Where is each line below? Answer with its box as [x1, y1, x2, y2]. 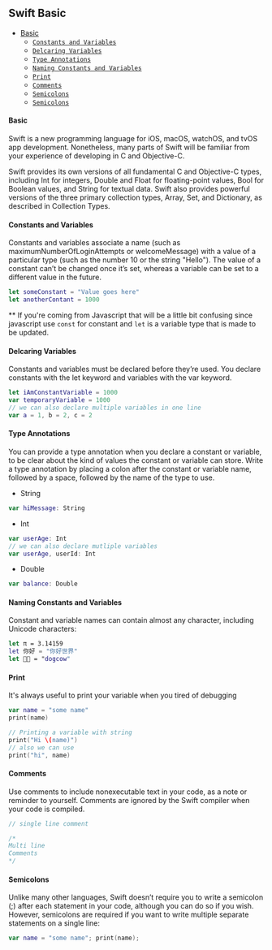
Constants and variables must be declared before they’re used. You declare [8, 365, 261, 374]
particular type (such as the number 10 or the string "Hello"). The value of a [8, 255, 261, 265]
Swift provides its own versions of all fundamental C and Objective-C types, [8, 166, 262, 177]
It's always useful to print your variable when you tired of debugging [8, 690, 237, 701]
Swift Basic [8, 6, 67, 20]
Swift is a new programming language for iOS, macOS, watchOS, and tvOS [8, 134, 258, 144]
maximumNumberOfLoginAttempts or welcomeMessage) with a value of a [8, 247, 257, 257]
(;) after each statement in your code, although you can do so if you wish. [8, 901, 254, 911]
